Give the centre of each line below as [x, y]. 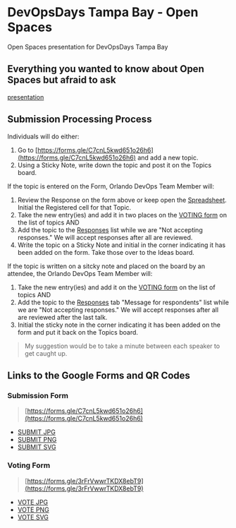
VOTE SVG [33, 517]
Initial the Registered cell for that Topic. [74, 207]
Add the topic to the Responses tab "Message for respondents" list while [123, 302]
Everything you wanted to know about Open [106, 69]
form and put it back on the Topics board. [78, 332]
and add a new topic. [168, 157]
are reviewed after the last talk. [62, 317]
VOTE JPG [33, 502]
